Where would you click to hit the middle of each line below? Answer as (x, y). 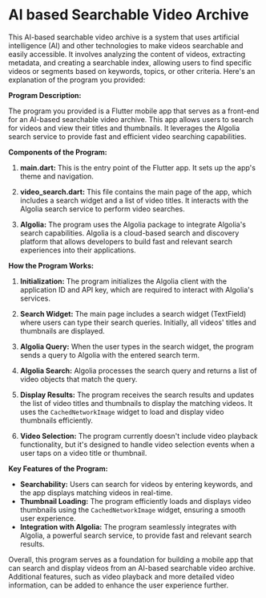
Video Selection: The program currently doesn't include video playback (139, 436)
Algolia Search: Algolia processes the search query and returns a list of (139, 371)
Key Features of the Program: (58, 469)
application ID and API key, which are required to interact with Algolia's (137, 289)
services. (35, 298)
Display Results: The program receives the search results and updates (137, 395)
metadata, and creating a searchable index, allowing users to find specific (130, 63)
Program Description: (45, 95)
